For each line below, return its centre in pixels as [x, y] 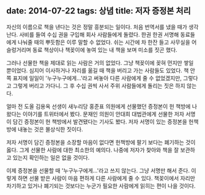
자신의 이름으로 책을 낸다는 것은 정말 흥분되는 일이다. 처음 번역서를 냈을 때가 [97, 27]
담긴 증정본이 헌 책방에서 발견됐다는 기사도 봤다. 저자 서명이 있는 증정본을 [100, 122]
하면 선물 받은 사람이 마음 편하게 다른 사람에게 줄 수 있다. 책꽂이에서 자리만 [106, 178]
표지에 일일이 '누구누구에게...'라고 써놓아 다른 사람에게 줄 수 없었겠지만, [97, 78]
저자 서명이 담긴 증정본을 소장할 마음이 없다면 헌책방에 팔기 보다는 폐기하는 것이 [101, 142]
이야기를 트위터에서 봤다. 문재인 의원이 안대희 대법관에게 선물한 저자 [103, 114]
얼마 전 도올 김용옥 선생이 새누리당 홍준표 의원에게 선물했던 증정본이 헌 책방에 [99, 106]
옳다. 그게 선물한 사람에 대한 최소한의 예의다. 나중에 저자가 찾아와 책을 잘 [93, 150]
